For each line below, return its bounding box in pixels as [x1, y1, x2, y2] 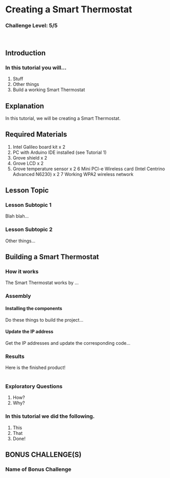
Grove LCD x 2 [12, 160, 44, 166]
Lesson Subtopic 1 [5, 202, 52, 209]
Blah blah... [5, 213, 29, 219]
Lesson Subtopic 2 [5, 226, 53, 233]
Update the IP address [5, 328, 54, 335]
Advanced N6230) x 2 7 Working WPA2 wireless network [12, 171, 134, 177]
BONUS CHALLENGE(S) [5, 450, 82, 459]
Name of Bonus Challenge [5, 466, 72, 473]
